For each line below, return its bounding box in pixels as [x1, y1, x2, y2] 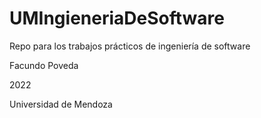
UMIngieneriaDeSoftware [9, 7, 225, 30]
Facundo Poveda [9, 59, 79, 71]
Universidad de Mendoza [9, 98, 113, 110]
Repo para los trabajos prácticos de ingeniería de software [9, 40, 251, 52]
